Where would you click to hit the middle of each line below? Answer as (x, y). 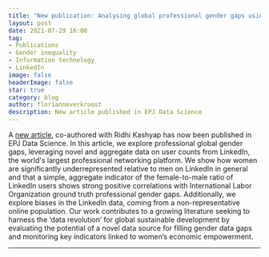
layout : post (30, 23)
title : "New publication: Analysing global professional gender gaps (127, 16)
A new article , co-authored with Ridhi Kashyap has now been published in (130, 135)
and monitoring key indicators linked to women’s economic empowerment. (131, 237)
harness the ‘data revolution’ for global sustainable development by (119, 219)
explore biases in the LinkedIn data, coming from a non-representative (124, 203)
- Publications (34, 45)
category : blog (34, 97)
